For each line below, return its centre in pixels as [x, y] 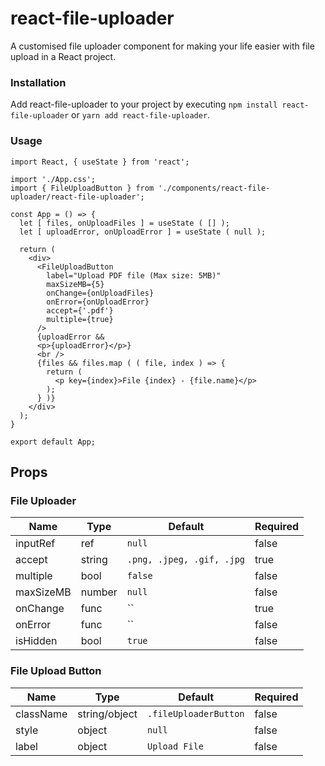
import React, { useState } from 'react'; [100, 162]
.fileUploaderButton [196, 713]
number [99, 592]
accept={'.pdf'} [80, 310]
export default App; [53, 442]
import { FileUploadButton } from [82, 188]
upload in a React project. [63, 56]
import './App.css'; [53, 179]
